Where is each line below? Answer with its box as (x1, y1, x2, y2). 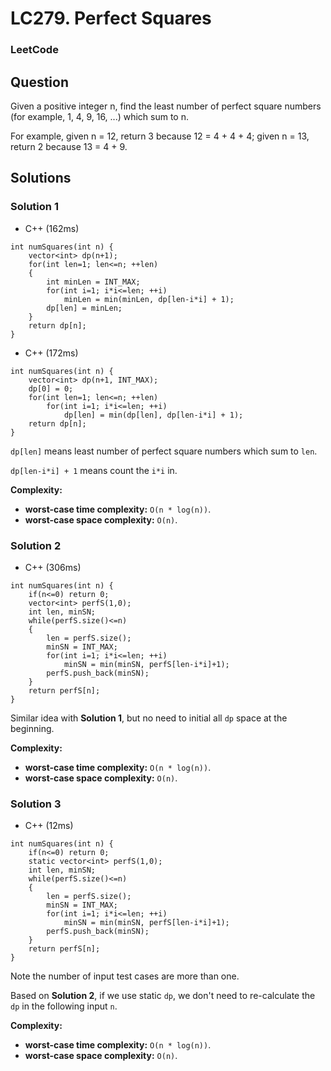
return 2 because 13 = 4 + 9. (10, 140, 128, 152)
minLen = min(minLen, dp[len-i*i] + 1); (63, 294, 235, 304)
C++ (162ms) (24, 222, 80, 234)
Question (10, 73, 69, 91)
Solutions (10, 170, 72, 187)
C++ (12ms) (24, 820, 74, 832)
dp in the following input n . (10, 1000, 118, 1012)
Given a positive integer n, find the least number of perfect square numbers (10, 100, 322, 112)
